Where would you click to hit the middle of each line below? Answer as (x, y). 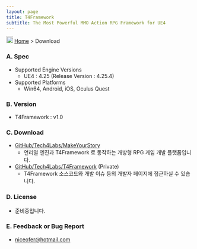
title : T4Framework (30, 17)
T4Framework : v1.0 (39, 117)
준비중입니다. (30, 211)
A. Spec (18, 57)
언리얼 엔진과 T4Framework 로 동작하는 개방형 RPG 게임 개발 (95, 152)
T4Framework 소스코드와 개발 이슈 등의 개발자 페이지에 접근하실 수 (101, 174)
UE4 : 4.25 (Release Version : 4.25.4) (69, 76)
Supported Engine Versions (48, 70)
